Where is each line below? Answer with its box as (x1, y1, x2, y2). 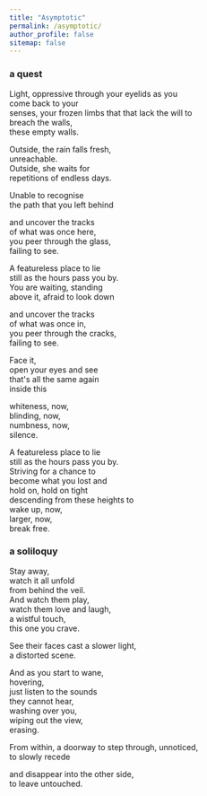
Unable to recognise (9, 189, 84, 200)
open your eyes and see (9, 364, 99, 375)
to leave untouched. (9, 778, 83, 789)
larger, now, (9, 513, 53, 524)
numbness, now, (9, 419, 70, 431)
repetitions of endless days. (9, 172, 112, 183)
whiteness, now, (9, 400, 69, 411)
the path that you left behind (9, 199, 114, 210)
